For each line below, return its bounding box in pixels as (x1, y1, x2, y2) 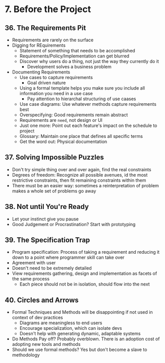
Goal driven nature (27, 80, 66, 86)
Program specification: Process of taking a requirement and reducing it (12, 249, 160, 255)
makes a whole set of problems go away (12, 188, 96, 194)
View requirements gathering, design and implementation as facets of (12, 270, 157, 276)
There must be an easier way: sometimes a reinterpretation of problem (12, 182, 159, 188)
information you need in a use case (19, 91, 93, 96)
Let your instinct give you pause (12, 215, 79, 222)
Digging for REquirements (12, 42, 66, 48)
